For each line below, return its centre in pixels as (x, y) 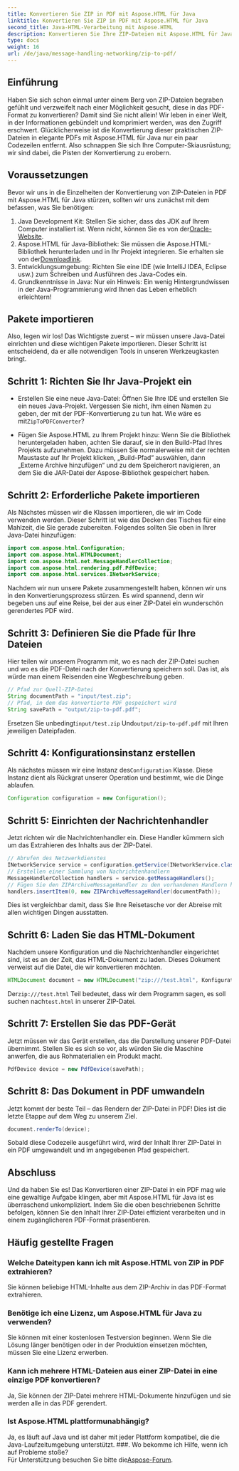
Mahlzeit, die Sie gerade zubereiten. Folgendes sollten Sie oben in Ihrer (112, 527)
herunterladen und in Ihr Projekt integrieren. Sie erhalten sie (136, 251)
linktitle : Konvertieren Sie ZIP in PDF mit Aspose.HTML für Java (108, 21)
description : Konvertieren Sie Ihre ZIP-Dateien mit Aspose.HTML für (113, 34)
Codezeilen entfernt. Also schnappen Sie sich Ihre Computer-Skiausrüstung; (119, 145)
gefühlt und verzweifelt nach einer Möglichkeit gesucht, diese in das (108, 107)
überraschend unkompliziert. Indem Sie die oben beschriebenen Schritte (114, 1205)
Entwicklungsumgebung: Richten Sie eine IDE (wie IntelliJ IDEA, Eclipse (122, 266)
